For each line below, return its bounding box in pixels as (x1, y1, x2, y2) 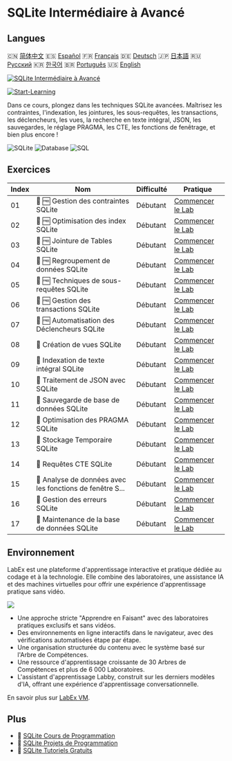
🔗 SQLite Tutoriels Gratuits (17, 746, 93, 755)
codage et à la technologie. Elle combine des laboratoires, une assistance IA (7, 573, 224, 581)
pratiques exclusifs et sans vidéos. (17, 621, 116, 629)
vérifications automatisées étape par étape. (17, 636, 142, 644)
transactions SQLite (36, 304, 100, 314)
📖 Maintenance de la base (36, 514, 120, 524)
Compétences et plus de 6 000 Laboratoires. (17, 665, 145, 673)
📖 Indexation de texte (36, 355, 105, 365)
